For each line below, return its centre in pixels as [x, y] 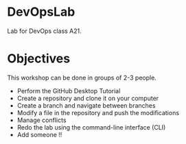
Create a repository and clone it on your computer [88, 98]
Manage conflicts [42, 120]
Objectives [39, 59]
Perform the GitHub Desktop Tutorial [69, 91]
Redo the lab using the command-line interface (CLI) [91, 127]
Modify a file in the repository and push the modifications [98, 112]
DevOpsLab [41, 12]
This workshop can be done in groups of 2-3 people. [82, 77]
